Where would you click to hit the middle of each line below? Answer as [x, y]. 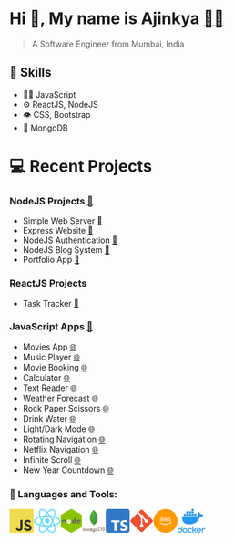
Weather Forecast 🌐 [60, 398]
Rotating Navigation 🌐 [64, 439]
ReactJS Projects [48, 284]
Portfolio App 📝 [51, 260]
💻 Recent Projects [81, 166]
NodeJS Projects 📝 [51, 201]
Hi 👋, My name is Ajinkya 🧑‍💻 [117, 19]
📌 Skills [31, 73]
